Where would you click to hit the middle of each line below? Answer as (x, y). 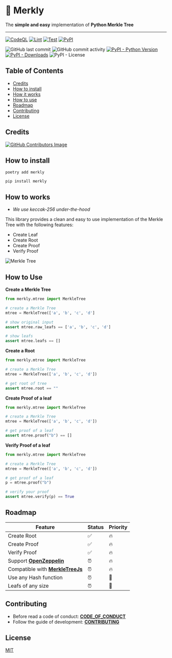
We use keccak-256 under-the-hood (51, 209)
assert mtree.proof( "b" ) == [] (39, 435)
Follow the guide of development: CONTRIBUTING (66, 622)
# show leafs (19, 336)
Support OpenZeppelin (36, 561)
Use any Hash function (35, 577)
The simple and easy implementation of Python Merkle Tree (70, 25)
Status (95, 527)
